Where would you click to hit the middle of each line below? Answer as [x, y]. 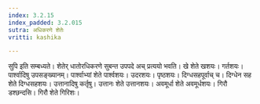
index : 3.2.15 [31, 15]
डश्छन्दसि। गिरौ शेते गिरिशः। [44, 93]
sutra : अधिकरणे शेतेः [36, 30]
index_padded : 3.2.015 [45, 23]
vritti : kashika [35, 37]
